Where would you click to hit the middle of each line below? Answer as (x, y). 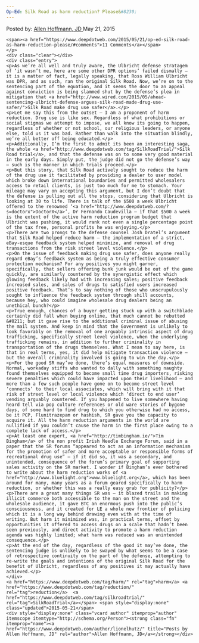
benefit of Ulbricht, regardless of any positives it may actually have (98, 566)
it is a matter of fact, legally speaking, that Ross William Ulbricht (97, 76)
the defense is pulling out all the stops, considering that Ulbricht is (100, 196)
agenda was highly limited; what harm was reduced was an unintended (94, 535)
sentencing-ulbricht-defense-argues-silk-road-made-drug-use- (85, 102)
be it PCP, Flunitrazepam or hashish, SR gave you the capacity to (92, 415)
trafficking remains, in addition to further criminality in (84, 342)
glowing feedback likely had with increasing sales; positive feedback (97, 279)
